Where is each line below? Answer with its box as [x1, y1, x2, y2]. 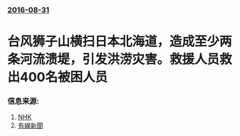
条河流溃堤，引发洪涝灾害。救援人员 [7, 51, 220, 68]
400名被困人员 [20, 69, 108, 85]
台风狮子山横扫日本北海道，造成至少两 [7, 33, 233, 50]
